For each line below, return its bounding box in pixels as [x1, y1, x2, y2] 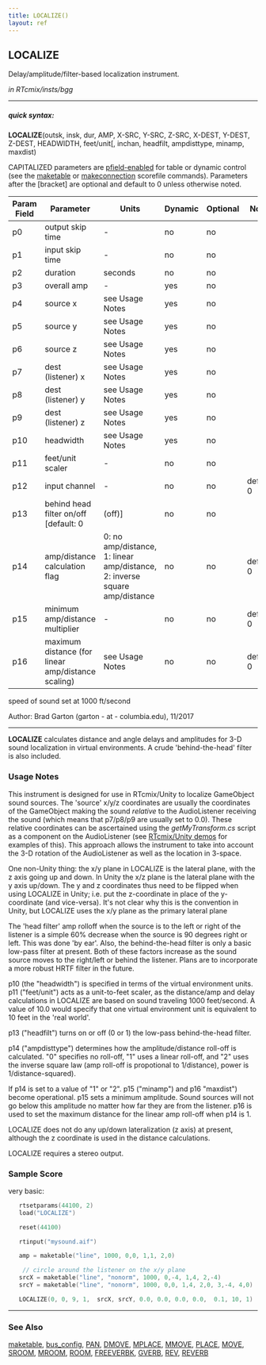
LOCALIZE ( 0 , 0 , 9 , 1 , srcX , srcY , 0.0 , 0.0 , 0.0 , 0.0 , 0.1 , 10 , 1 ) [18, 1295, 253, 1303]
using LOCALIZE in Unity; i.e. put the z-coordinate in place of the [8, 889, 219, 898]
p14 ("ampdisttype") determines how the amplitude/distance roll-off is [8, 1043, 237, 1052]
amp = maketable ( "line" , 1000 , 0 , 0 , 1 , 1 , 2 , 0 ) [18, 1252, 176, 1260]
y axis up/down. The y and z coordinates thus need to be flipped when [8, 880, 239, 890]
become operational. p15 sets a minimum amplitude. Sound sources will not [8, 1092, 254, 1102]
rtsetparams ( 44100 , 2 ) [18, 1202, 93, 1209]
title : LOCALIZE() [8, 11, 69, 20]
